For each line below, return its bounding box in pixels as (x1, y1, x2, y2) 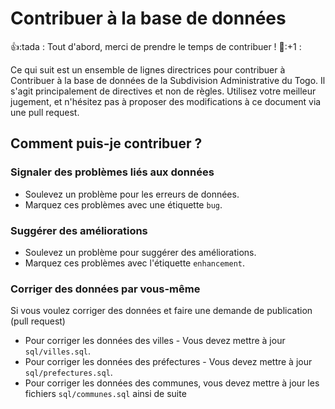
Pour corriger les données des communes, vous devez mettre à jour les (24, 377, 320, 389)
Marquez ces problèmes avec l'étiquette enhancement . (24, 257, 245, 269)
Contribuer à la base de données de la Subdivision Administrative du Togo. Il (10, 74, 326, 86)
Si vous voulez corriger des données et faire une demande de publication (10, 305, 313, 317)
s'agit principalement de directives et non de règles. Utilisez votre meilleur (10, 85, 317, 97)
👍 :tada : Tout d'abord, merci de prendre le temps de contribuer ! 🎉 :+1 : (10, 40, 302, 52)
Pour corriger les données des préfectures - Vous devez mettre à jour (24, 356, 313, 368)
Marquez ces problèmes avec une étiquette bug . (24, 198, 223, 211)
